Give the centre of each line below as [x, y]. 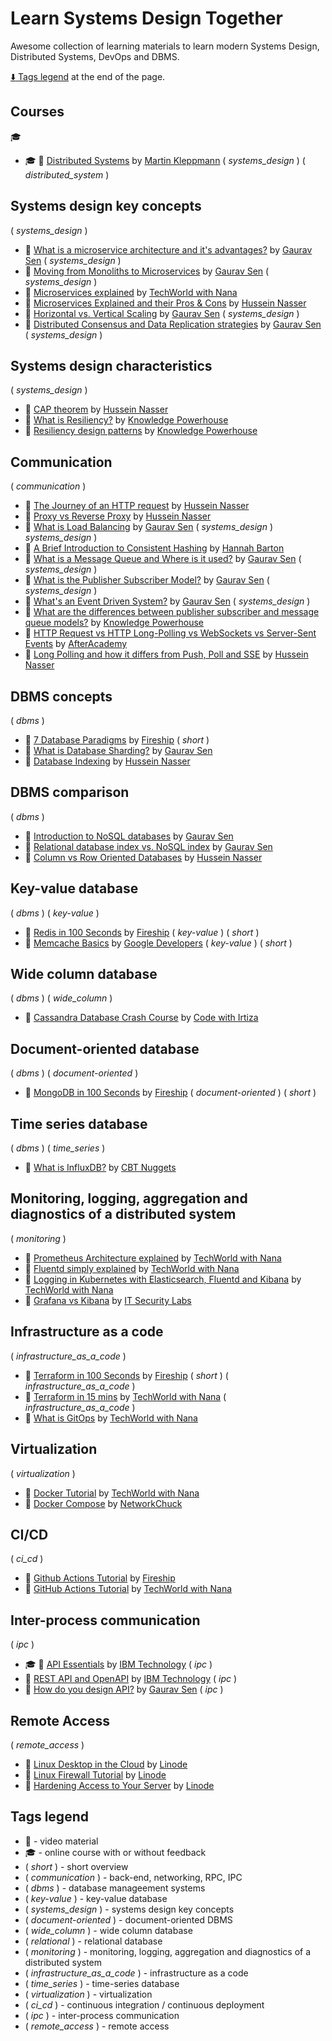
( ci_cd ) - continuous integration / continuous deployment [144, 2004]
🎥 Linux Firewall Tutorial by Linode [95, 1774]
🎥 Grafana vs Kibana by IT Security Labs [108, 1300]
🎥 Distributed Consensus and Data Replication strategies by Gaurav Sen [173, 324]
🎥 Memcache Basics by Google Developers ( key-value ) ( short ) [158, 943]
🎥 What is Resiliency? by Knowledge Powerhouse [126, 420]
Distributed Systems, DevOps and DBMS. [95, 56]
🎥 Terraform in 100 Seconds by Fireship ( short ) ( [126, 1375]
